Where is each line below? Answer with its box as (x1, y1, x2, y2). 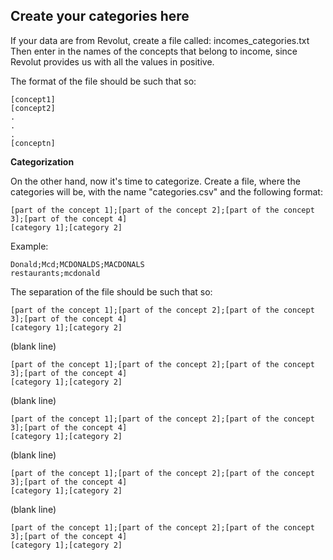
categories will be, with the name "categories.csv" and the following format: (10, 185, 323, 198)
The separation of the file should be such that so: (10, 285, 213, 298)
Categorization (10, 155, 75, 168)
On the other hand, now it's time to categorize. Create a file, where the (10, 175, 301, 187)
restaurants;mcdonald (10, 268, 101, 278)
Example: (10, 240, 49, 252)
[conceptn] (10, 138, 56, 148)
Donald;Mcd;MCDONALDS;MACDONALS (10, 259, 145, 269)
